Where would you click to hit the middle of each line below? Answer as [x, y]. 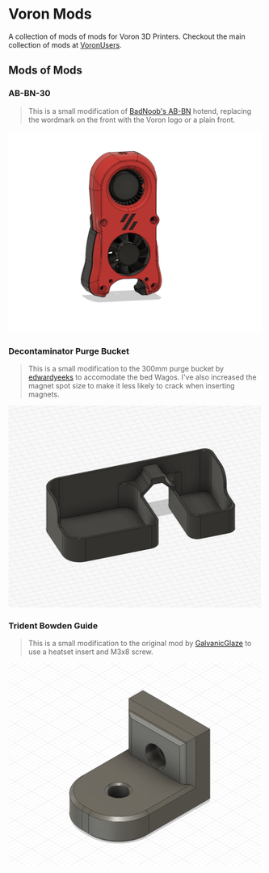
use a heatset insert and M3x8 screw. [90, 652]
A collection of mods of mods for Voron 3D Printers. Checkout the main [127, 36]
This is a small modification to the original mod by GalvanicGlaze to [140, 644]
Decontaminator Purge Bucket [69, 350]
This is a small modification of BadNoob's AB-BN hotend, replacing [140, 111]
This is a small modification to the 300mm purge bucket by [126, 368]
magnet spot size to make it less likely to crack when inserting [132, 385]
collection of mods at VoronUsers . [65, 44]
